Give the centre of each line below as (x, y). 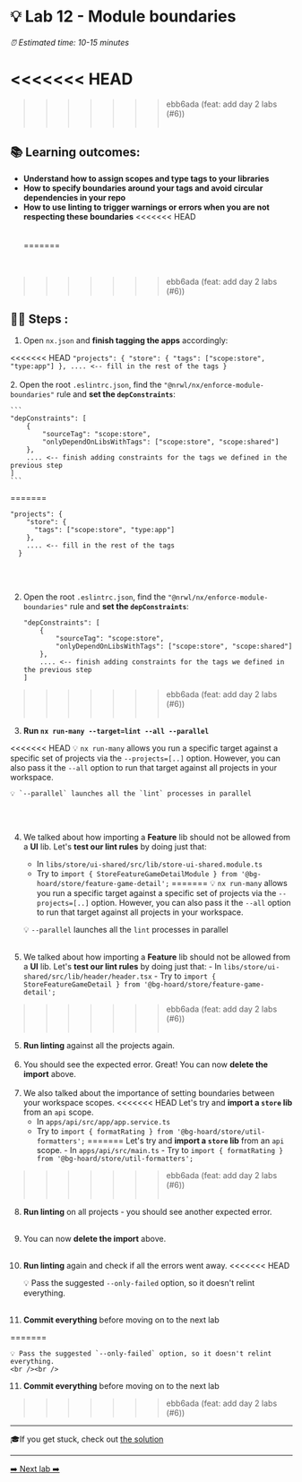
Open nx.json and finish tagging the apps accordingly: (125, 340)
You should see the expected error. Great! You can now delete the (145, 1064)
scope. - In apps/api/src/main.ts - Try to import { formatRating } (160, 1150)
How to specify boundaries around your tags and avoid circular (143, 188)
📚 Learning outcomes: (75, 153)
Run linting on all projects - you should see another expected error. (147, 1212)
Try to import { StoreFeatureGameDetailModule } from (137, 874)
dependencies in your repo (74, 197)
